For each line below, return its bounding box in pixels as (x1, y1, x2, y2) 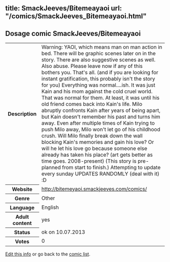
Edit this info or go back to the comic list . (5, 251, 91, 257)
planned (41, 164, 61, 171)
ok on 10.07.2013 (41, 228, 86, 235)
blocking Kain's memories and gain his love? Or (41, 139, 154, 146)
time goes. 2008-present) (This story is (41, 158, 137, 165)
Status (14, 229, 30, 236)
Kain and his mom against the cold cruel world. (41, 88, 153, 95)
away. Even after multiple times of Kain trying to (41, 120, 155, 127)
